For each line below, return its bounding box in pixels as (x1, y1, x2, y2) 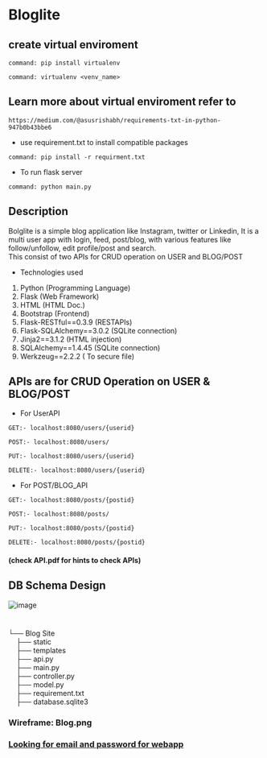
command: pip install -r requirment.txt (8, 153, 146, 161)
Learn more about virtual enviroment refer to (8, 95, 236, 109)
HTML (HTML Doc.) (19, 300, 86, 309)
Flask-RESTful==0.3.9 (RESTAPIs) (19, 317, 133, 327)
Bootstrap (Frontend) (19, 309, 90, 318)
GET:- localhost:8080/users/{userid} (8, 425, 135, 433)
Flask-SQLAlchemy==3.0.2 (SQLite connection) (19, 325, 178, 335)
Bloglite (8, 6, 60, 24)
